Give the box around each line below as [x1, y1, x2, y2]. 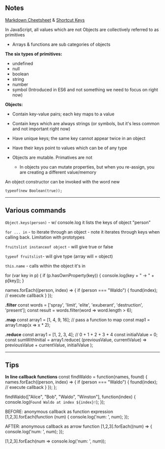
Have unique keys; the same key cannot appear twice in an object [12, 135, 146, 141]
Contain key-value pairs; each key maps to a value [12, 111, 114, 117]
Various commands [5, 207, 66, 215]
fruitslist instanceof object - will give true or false [5, 243, 113, 249]
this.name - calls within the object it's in [5, 263, 86, 269]
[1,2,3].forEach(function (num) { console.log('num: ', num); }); [5, 414, 129, 420]
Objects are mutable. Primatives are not [12, 154, 92, 160]
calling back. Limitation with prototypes [5, 234, 85, 240]
